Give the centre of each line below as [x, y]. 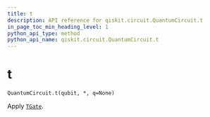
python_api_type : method [44, 33]
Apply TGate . [25, 106]
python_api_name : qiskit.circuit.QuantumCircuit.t [83, 40]
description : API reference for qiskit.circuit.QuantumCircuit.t [105, 20]
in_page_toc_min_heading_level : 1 [58, 27]
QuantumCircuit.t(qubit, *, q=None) [61, 93]
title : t [20, 14]
